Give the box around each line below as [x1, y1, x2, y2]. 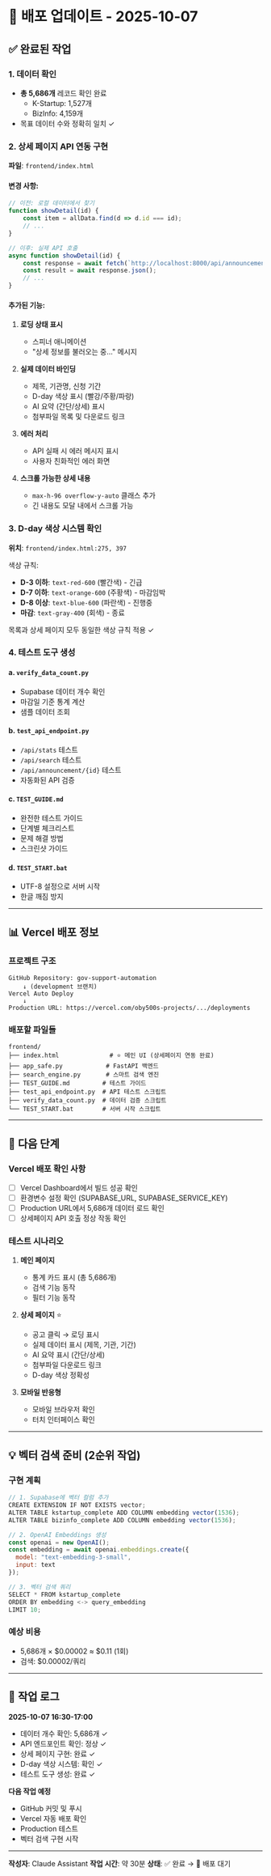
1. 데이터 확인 [8, 68, 57, 79]
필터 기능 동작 [31, 1292, 76, 1303]
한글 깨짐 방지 [19, 892, 64, 902]
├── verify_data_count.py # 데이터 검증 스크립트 [8, 1097, 167, 1105]
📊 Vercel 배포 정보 [8, 925, 99, 939]
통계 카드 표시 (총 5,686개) [31, 1272, 117, 1283]
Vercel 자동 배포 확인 [19, 1814, 87, 1823]
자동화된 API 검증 [19, 775, 75, 785]
